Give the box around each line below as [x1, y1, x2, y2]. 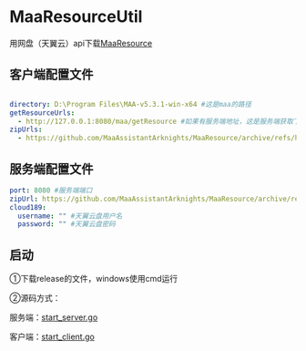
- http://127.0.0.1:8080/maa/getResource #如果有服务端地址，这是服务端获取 [17, 117, 294, 126]
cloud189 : [9, 202, 47, 212]
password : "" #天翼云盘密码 [17, 220, 116, 229]
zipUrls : [9, 125, 43, 134]
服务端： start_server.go [9, 312, 98, 323]
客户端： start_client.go [9, 331, 96, 343]
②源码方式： [9, 293, 61, 304]
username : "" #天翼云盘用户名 [17, 212, 123, 221]
